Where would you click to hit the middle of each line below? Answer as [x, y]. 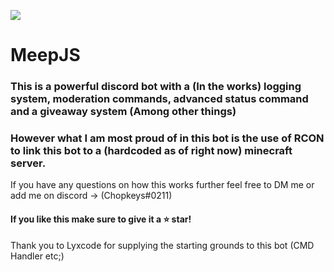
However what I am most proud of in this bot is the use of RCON [167, 138]
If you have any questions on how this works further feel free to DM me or [162, 185]
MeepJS [45, 55]
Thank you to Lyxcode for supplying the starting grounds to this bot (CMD [162, 245]
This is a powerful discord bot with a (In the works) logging [156, 87]
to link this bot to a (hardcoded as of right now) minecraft [151, 151]
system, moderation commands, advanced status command [159, 99]
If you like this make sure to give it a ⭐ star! [101, 219]
